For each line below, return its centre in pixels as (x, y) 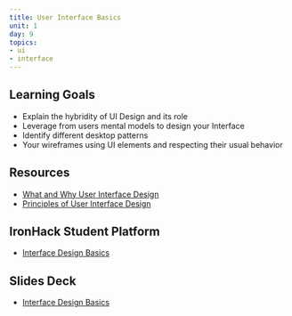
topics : (24, 42)
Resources (40, 173)
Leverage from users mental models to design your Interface (133, 126)
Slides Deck (43, 281)
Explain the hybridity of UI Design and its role (105, 116)
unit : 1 (24, 26)
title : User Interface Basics (65, 17)
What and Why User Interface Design (90, 194)
